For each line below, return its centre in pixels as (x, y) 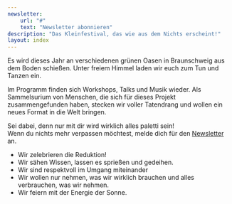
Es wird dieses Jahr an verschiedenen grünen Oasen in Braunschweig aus (116, 60)
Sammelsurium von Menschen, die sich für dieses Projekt (92, 97)
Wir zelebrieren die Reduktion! (62, 155)
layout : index (28, 41)
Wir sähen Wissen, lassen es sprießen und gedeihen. (95, 162)
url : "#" (33, 21)
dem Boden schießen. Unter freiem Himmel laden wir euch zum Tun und (113, 68)
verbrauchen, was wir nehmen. (63, 185)
